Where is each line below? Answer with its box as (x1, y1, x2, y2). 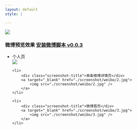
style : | (5, 12, 23, 16)
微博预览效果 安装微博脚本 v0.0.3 (5, 42, 83, 48)
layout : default (5, 7, 38, 12)
